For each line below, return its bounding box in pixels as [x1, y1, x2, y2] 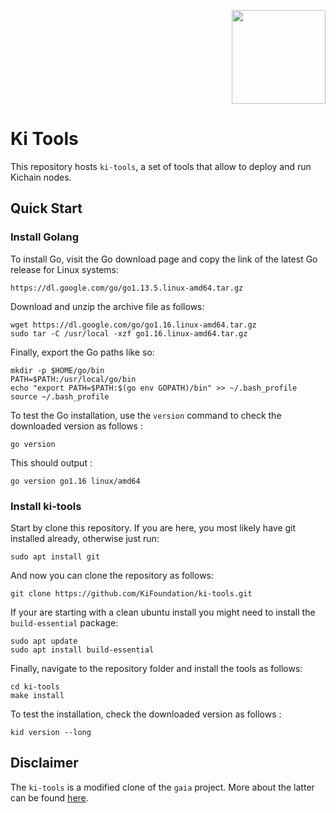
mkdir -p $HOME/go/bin [10, 365, 105, 375]
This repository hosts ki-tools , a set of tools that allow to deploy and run [10, 160, 312, 172]
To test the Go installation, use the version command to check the [10, 409, 282, 421]
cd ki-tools [10, 681, 60, 692]
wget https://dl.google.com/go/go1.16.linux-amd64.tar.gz [10, 320, 257, 330]
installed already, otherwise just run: [10, 532, 160, 544]
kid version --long [10, 727, 92, 737]
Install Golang [10, 230, 80, 244]
